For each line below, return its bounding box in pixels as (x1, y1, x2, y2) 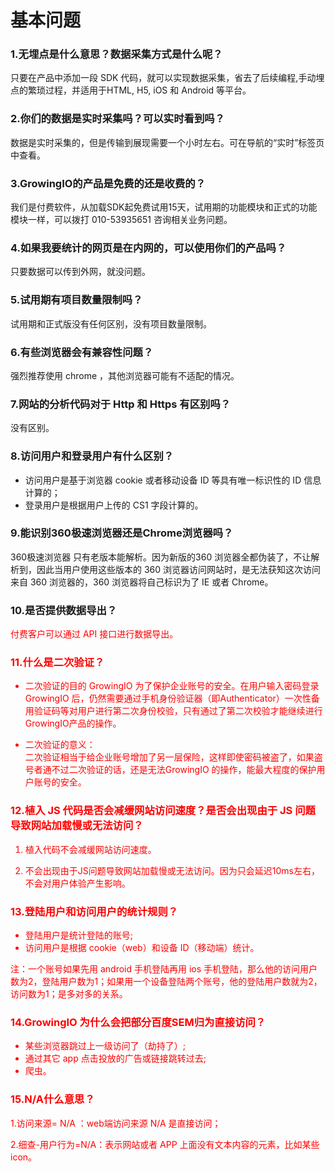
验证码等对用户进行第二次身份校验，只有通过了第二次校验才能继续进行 (33, 705, 323, 717)
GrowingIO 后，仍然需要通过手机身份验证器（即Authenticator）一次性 (24, 692, 312, 705)
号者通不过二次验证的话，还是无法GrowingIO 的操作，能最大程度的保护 (24, 764, 317, 776)
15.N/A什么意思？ (10, 1092, 95, 1106)
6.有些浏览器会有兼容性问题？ (10, 345, 154, 359)
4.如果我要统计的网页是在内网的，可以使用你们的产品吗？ (10, 241, 287, 255)
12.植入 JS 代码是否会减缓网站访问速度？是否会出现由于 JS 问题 (10, 804, 316, 818)
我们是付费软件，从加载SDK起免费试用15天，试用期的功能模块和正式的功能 (10, 201, 318, 213)
